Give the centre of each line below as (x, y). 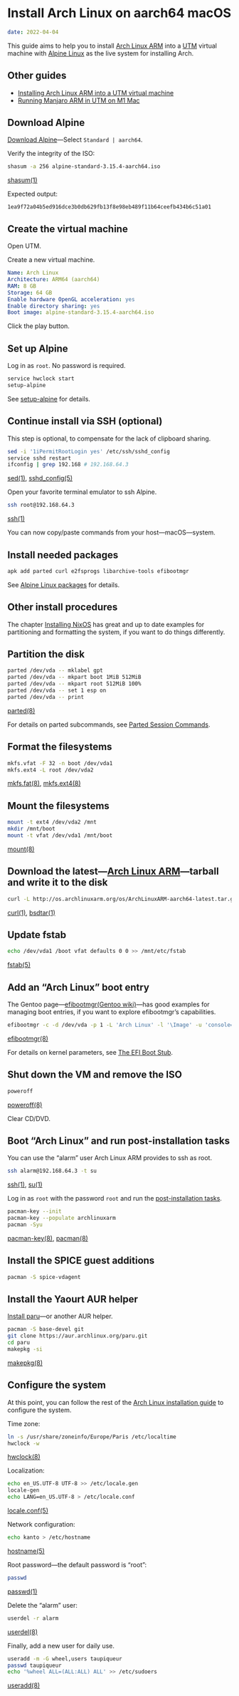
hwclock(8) (24, 1457)
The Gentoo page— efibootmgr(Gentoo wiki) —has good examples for (108, 1004)
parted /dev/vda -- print (46, 697)
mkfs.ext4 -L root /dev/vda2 (51, 770)
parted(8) (21, 710)
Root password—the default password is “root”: (77, 1564)
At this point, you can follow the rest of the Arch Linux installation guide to (116, 1402)
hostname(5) (26, 1551)
